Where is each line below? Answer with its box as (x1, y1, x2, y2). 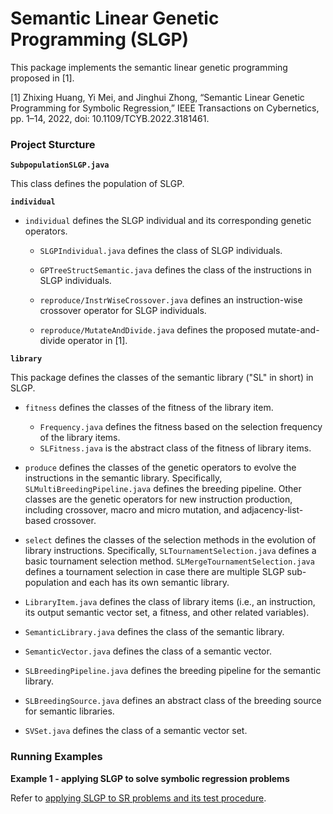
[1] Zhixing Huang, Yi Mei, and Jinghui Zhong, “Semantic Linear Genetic (10, 91, 305, 103)
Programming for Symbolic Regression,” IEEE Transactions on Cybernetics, (10, 102, 320, 114)
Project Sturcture (10, 137, 96, 151)
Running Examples (10, 750, 103, 764)
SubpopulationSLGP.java (10, 160, 110, 171)
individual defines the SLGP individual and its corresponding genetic (24, 215, 312, 227)
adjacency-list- (241, 504, 304, 516)
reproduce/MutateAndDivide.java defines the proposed (39, 324, 266, 336)
